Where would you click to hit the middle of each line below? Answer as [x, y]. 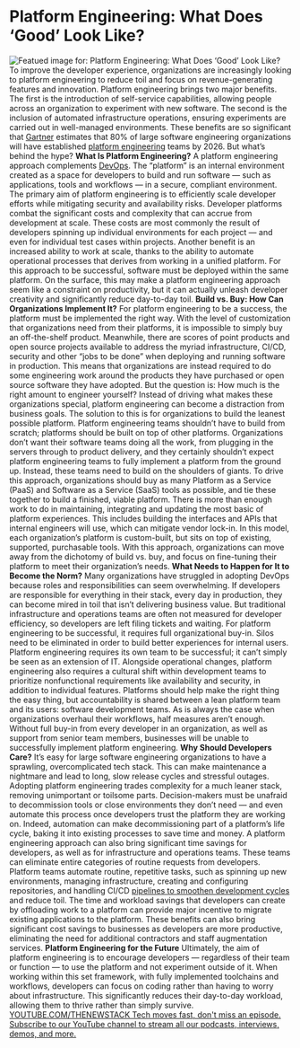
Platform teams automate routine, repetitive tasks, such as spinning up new [148, 871]
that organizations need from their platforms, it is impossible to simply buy [146, 327]
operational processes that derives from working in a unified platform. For [146, 260]
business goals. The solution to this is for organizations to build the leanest [147, 413]
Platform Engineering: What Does [136, 17]
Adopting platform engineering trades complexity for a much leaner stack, [146, 785]
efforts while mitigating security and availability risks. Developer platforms [146, 203]
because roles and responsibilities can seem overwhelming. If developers [145, 585]
